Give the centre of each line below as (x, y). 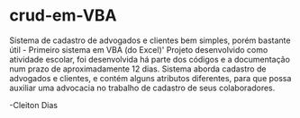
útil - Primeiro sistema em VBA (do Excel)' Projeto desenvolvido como (139, 49)
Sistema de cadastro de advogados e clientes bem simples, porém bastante (150, 40)
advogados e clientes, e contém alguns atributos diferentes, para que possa (150, 78)
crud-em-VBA (63, 16)
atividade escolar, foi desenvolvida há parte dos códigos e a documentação (150, 59)
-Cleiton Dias (34, 105)
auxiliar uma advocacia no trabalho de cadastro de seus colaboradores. (142, 88)
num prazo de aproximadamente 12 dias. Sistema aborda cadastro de (138, 69)
